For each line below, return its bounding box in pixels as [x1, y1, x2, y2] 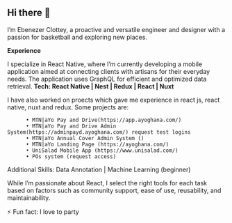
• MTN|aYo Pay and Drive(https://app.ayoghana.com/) [25, 116, 182, 123]
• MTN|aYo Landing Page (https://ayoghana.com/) [25, 141, 169, 148]
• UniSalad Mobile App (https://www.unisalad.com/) [25, 147, 179, 154]
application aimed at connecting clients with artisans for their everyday [7, 67, 210, 75]
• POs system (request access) [25, 153, 117, 160]
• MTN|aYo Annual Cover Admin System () [25, 134, 144, 141]
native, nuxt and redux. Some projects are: [7, 102, 129, 111]
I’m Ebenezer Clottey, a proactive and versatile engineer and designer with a [7, 25, 226, 33]
